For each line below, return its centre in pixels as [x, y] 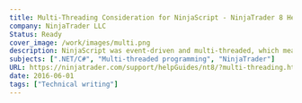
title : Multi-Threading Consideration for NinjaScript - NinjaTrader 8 [146, 17]
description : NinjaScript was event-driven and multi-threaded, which [144, 51]
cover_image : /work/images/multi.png [80, 43]
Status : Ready [36, 34]
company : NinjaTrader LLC [58, 26]
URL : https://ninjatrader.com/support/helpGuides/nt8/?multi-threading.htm [154, 68]
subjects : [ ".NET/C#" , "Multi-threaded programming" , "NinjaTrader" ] [142, 59]
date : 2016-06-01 [42, 76]
